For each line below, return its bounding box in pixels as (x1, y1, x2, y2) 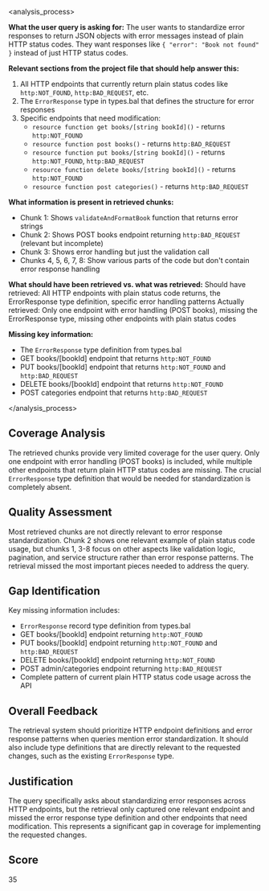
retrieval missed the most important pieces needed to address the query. (8, 560, 250, 570)
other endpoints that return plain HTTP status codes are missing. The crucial (8, 465, 262, 474)
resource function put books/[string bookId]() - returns (31, 148, 226, 157)
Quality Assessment (8, 506, 112, 519)
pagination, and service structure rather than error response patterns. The (8, 552, 255, 562)
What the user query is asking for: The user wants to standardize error (8, 23, 245, 31)
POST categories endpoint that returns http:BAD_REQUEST (19, 388, 208, 397)
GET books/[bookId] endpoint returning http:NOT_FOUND (19, 630, 203, 639)
